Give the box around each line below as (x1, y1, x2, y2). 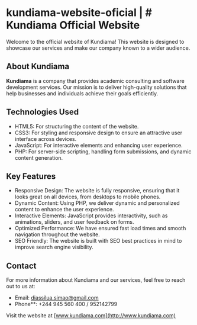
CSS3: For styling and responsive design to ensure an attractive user (14, 129, 182, 136)
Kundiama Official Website (6, 18, 140, 32)
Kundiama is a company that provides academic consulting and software (6, 77, 185, 84)
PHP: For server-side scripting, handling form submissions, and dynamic (14, 148, 192, 155)
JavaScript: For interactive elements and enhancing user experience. (14, 141, 183, 149)
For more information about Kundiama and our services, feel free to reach (6, 276, 186, 284)
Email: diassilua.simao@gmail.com (14, 294, 99, 301)
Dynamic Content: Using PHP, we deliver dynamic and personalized (14, 199, 180, 207)
